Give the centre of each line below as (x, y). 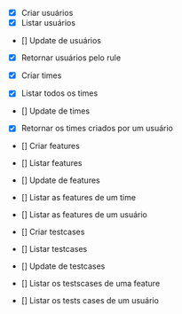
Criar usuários (47, 13)
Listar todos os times (59, 93)
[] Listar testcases (54, 249)
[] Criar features (51, 146)
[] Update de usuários (61, 41)
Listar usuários (48, 23)
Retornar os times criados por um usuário (97, 129)
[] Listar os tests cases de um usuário (90, 301)
